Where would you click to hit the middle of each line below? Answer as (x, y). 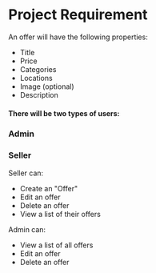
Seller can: (26, 173)
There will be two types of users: (64, 113)
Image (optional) (47, 86)
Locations (36, 78)
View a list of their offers (60, 214)
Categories (38, 69)
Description (39, 94)
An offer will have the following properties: (78, 37)
